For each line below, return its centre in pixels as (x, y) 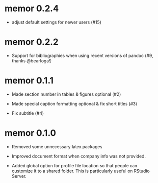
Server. (19, 176)
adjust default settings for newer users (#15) (56, 22)
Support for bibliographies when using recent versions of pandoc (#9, (82, 55)
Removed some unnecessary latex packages (57, 146)
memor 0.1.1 (29, 81)
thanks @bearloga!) (32, 61)
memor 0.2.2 (32, 42)
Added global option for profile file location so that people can (75, 165)
